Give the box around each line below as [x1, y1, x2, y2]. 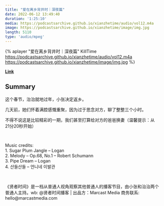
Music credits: [5, 142, 34, 148]
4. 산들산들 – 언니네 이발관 [5, 164, 56, 169]
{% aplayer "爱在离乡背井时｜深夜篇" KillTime [5, 48, 97, 54]
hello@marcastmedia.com [5, 195, 58, 201]
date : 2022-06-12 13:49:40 [5, 12, 60, 17]
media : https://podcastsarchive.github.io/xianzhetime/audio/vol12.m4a [5, 21, 154, 26]
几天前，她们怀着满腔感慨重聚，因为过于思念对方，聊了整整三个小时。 [5, 106, 146, 112]
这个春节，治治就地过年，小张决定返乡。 [5, 96, 86, 102]
